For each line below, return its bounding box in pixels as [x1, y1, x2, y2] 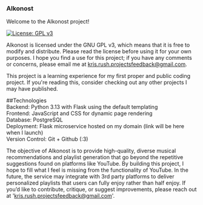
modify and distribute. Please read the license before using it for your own [6, 48, 192, 55]
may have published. [6, 85, 58, 93]
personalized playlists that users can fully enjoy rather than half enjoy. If [6, 180, 186, 187]
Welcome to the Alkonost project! [6, 18, 90, 25]
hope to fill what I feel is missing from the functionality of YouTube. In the [6, 166, 189, 174]
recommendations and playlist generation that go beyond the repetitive [6, 154, 184, 161]
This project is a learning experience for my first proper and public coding [6, 73, 191, 80]
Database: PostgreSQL [6, 116, 64, 123]
